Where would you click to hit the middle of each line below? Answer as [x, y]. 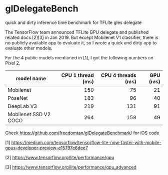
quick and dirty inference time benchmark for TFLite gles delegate [73, 22]
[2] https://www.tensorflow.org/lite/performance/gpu [60, 157]
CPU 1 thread [77, 75]
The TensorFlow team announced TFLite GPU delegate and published [77, 32]
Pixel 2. [13, 63]
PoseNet [18, 98]
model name [31, 78]
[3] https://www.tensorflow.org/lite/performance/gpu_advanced [71, 167]
